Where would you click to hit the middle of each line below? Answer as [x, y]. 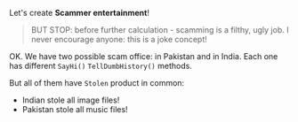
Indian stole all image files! [71, 100]
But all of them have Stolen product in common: [97, 83]
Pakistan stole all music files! [75, 109]
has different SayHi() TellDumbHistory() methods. [101, 66]
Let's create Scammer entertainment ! [79, 13]
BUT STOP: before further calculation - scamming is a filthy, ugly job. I [160, 30]
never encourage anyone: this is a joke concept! [119, 39]
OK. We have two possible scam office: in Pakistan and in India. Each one [144, 56]
